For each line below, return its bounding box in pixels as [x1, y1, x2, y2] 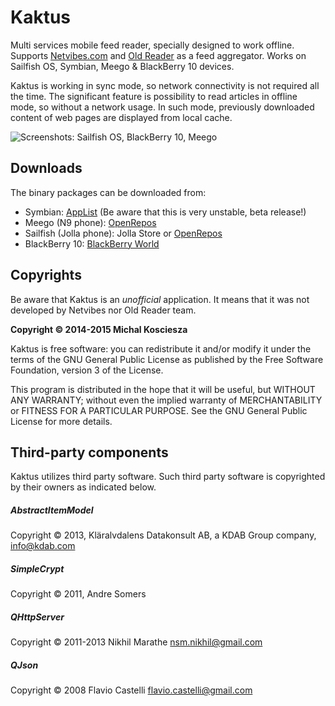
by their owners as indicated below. [10, 481, 157, 493]
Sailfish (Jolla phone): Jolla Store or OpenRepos [24, 227, 223, 239]
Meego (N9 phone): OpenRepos [24, 216, 157, 228]
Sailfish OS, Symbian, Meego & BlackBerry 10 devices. [10, 60, 235, 72]
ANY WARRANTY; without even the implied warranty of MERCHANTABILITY [10, 394, 323, 406]
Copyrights [10, 267, 82, 284]
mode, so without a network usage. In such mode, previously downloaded [10, 101, 315, 113]
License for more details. [10, 415, 113, 427]
